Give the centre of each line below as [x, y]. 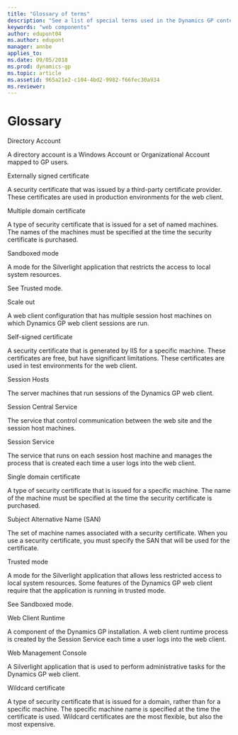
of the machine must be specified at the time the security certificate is [110, 498]
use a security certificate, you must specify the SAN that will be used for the [119, 541]
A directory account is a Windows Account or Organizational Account [109, 155]
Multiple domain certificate [47, 211]
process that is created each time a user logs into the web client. [102, 463]
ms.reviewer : [27, 86]
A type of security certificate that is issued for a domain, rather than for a [114, 702]
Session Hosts [28, 380]
